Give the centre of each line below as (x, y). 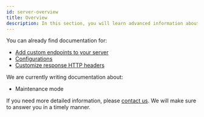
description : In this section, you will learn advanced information (95, 23)
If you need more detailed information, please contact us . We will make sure (101, 101)
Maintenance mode (39, 89)
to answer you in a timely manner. (49, 107)
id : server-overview (32, 12)
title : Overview (27, 18)
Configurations (34, 59)
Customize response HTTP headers (60, 65)
